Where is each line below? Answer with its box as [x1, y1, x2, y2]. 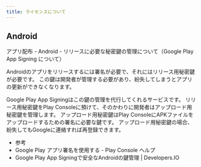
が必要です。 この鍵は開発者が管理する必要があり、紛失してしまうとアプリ [6, 76, 193, 83]
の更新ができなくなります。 [6, 83, 75, 90]
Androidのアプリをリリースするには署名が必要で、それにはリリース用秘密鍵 [6, 68, 195, 75]
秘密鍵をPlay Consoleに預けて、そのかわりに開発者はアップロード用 [22, 104, 193, 111]
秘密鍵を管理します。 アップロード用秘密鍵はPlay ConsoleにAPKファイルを [6, 111, 194, 118]
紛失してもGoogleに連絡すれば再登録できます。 [6, 126, 124, 133]
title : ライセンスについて [6, 8, 66, 15]
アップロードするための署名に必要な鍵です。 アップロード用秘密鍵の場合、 [6, 119, 193, 126]
